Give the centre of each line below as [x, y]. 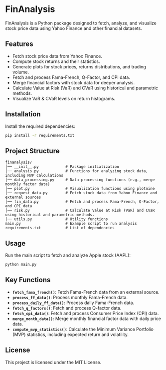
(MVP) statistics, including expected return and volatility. [70, 334]
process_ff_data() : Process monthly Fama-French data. [70, 297]
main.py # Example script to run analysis [71, 224]
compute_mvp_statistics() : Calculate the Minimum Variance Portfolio [83, 329]
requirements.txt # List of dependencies [60, 228]
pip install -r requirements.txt [40, 135]
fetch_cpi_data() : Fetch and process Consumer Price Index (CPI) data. [85, 313]
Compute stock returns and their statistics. [56, 61]
